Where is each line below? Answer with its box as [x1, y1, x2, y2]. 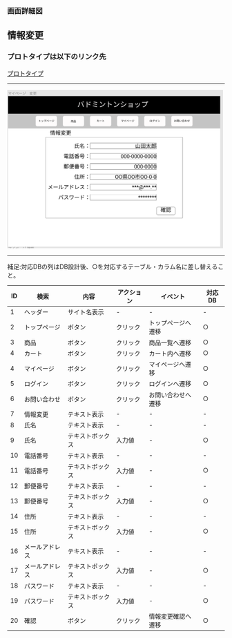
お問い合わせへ [148, 390, 192, 398]
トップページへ [148, 319, 191, 327]
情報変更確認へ [148, 612, 192, 621]
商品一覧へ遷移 [148, 338, 192, 347]
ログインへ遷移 [148, 380, 192, 388]
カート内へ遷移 [148, 349, 192, 357]
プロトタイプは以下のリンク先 [7, 52, 107, 61]
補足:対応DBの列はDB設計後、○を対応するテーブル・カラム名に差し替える [7, 262, 218, 271]
